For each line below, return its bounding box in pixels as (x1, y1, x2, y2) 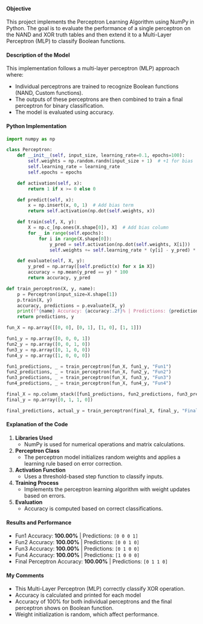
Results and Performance (6, 519, 72, 526)
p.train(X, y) (17, 297, 53, 303)
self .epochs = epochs (28, 169, 83, 175)
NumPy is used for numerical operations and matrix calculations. (24, 440, 185, 447)
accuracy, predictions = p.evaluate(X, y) (17, 302, 126, 308)
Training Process (14, 479, 59, 486)
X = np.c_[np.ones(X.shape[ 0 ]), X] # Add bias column (28, 224, 169, 231)
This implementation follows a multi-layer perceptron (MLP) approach (6, 65, 179, 72)
